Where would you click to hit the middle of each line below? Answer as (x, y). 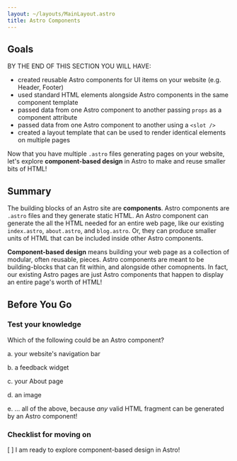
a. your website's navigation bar (54, 353)
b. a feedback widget (38, 367)
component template (48, 103)
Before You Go (40, 304)
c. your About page (35, 381)
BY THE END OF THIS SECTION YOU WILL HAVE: (79, 66)
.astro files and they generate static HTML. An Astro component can (108, 216)
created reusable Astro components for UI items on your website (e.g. (119, 80)
